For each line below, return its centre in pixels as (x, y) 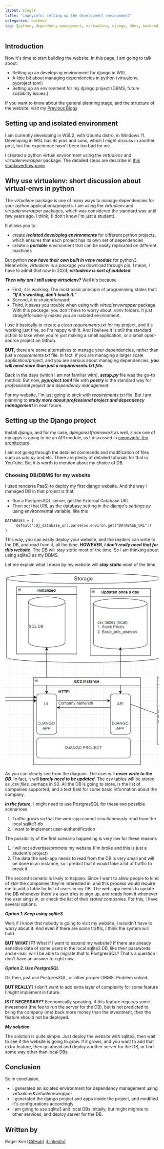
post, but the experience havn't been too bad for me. (58, 146)
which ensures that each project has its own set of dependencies (78, 240)
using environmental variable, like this (50, 511)
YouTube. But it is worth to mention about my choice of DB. (64, 463)
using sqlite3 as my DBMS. (32, 555)
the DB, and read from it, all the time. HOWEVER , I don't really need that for (82, 544)
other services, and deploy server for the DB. (58, 1114)
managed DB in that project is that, (40, 491)
